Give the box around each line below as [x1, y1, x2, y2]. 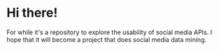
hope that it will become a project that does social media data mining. [6, 35, 207, 43]
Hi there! [6, 5, 58, 21]
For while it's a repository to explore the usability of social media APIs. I [6, 28, 213, 36]
